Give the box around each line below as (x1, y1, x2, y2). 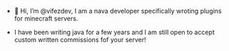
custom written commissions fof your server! (14, 35, 146, 44)
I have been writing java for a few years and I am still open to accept (14, 28, 215, 36)
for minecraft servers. (14, 14, 78, 23)
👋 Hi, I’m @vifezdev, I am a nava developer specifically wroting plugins (14, 7, 223, 15)
